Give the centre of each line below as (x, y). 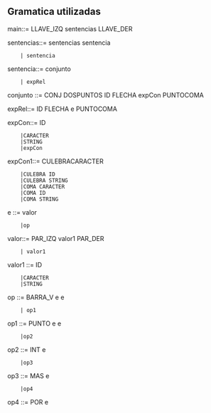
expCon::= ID (27, 122)
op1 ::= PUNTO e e (34, 323)
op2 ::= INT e (27, 349)
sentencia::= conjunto (39, 69)
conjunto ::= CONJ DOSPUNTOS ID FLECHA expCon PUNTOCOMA (105, 95)
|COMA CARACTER (43, 187)
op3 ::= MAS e (28, 375)
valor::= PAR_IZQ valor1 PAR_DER (56, 238)
